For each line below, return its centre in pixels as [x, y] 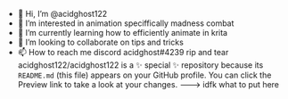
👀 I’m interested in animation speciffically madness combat [126, 23]
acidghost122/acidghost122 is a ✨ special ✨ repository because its [140, 65]
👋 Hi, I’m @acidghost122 [62, 14]
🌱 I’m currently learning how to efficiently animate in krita [123, 33]
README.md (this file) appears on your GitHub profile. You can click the [144, 75]
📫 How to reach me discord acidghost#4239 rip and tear [123, 52]
